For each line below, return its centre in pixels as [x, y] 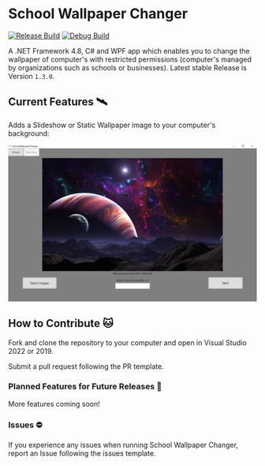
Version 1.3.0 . [32, 76]
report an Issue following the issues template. [82, 453]
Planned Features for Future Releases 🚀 [85, 386]
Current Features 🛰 [58, 102]
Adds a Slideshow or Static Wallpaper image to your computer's [112, 125]
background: [29, 133]
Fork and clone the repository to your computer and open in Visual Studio [127, 342]
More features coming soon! [54, 404]
